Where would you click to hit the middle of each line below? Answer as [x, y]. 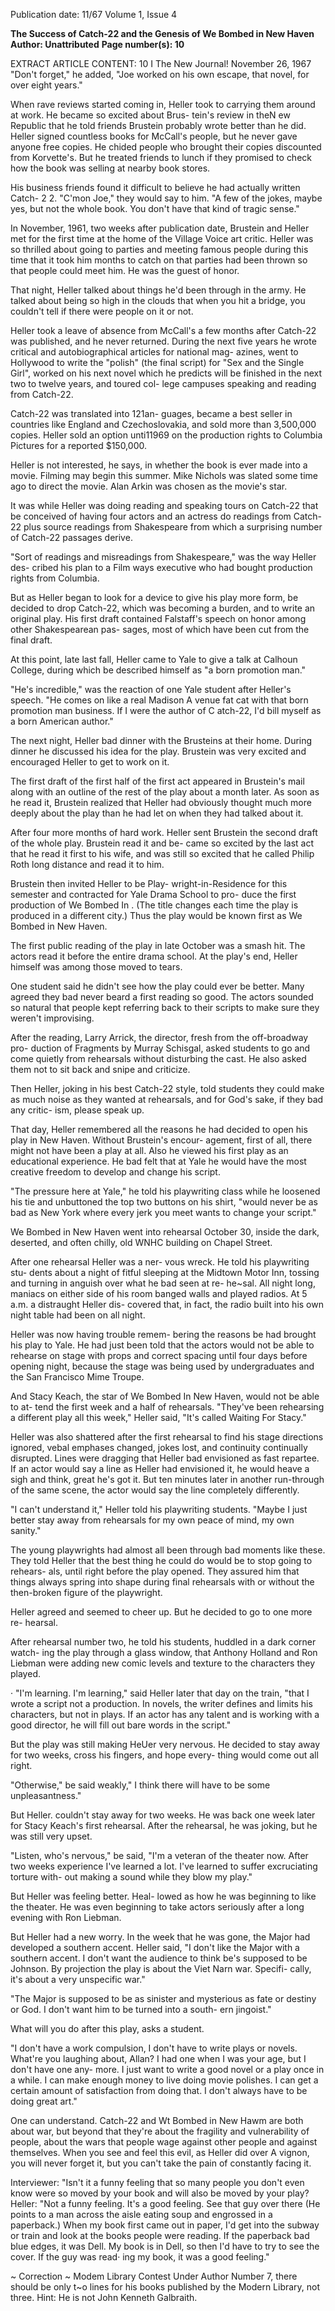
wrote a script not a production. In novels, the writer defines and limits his [161, 1703]
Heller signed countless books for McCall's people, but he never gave [154, 136]
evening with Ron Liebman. [66, 1917]
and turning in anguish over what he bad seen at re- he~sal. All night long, [163, 1283]
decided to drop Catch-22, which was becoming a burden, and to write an [163, 608]
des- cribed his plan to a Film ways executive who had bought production [161, 567]
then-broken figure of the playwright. [86, 1592]
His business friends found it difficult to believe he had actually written [155, 187]
